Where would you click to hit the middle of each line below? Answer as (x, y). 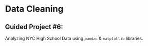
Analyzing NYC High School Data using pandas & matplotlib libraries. (74, 38)
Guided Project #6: (34, 27)
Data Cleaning (34, 9)
